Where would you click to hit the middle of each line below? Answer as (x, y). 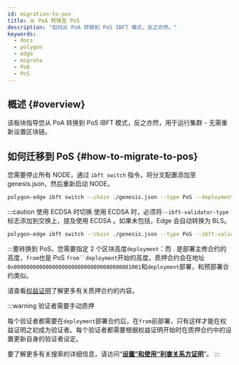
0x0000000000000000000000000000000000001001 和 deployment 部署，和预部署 (115, 266)
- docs (23, 41)
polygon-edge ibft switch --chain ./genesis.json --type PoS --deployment (121, 197)
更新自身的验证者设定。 (48, 339)
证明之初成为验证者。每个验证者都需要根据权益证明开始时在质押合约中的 (119, 329)
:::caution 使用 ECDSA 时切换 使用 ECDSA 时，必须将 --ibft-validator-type (118, 212)
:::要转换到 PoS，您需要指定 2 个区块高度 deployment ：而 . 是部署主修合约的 (117, 248)
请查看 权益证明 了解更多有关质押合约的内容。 (73, 290)
